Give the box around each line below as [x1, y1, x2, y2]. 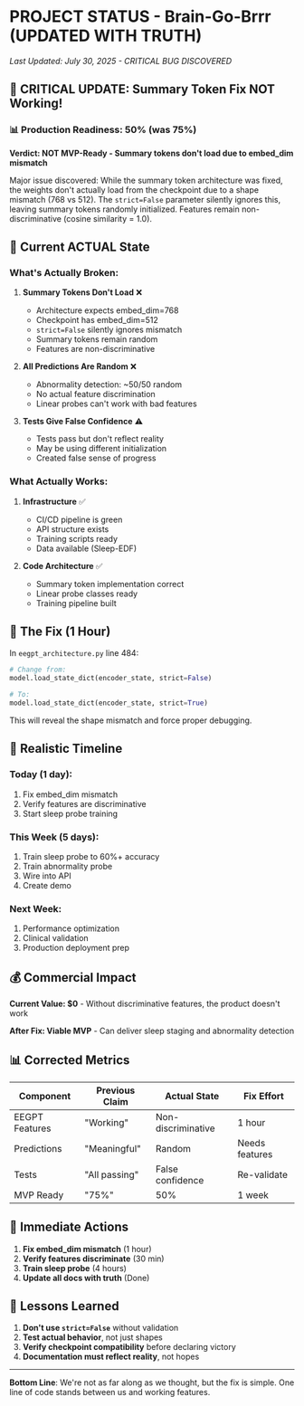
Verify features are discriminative [22, 798, 147, 809]
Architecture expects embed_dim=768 [35, 305, 179, 316]
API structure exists [35, 523, 109, 535]
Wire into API [22, 870, 71, 881]
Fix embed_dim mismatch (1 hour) [22, 1243, 152, 1254]
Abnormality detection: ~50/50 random [35, 379, 183, 390]
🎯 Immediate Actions [9, 1220, 129, 1235]
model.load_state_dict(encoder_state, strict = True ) [9, 698, 208, 708]
